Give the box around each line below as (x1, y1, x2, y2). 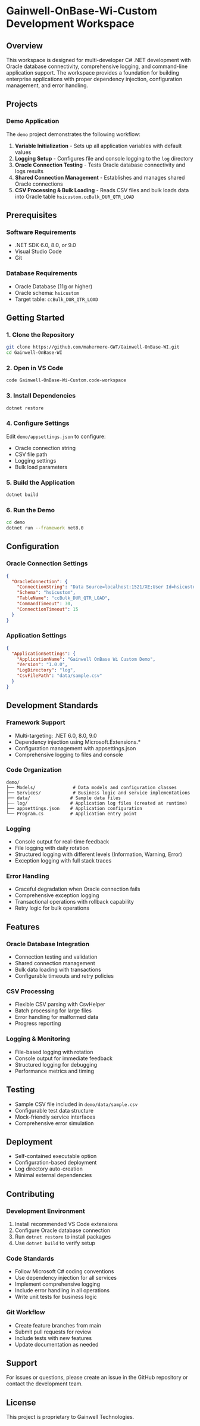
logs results (14, 167, 43, 174)
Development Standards (6, 700, 98, 711)
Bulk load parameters (14, 463, 67, 470)
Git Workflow (6, 1308, 45, 1317)
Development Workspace (6, 17, 135, 30)
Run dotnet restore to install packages (14, 1233, 111, 1240)
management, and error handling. (6, 82, 88, 89)
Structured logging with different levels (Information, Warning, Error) (14, 851, 183, 858)
